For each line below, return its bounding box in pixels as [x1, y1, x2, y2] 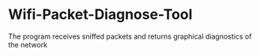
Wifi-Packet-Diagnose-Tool [8, 6, 193, 24]
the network [8, 39, 47, 49]
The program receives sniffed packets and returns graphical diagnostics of [8, 32, 252, 41]
